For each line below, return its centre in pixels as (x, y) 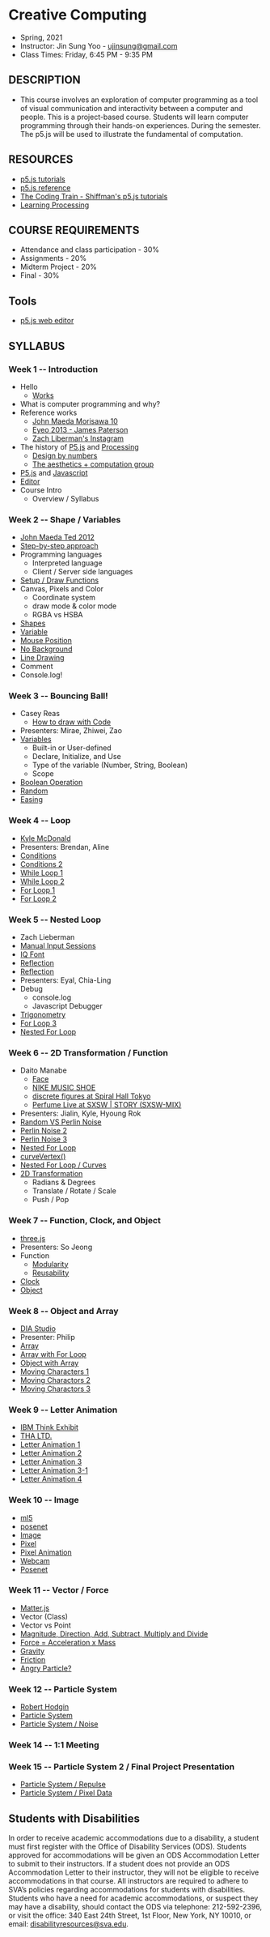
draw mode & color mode (74, 606)
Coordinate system (63, 598)
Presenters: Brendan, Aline (65, 847)
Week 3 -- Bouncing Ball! (59, 696)
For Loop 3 (38, 1023)
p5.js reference (45, 187)
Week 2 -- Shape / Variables (65, 519)
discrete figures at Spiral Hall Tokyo (91, 1096)
